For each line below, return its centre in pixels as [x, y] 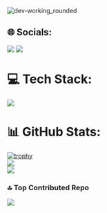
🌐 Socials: [30, 32]
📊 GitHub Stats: [54, 132]
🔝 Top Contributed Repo [48, 187]
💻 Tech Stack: [50, 79]
